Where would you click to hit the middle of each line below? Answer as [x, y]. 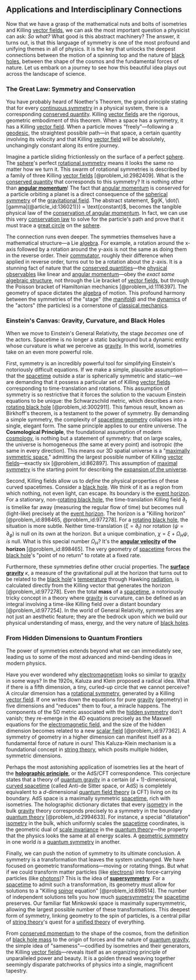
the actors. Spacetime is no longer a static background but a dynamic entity [97, 339]
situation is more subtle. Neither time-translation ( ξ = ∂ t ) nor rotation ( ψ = [95, 527]
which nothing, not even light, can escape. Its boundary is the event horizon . [98, 493]
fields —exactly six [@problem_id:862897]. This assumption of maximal [92, 463]
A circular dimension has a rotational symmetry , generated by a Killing [90, 693]
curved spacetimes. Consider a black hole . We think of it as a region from [94, 487]
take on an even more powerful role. [50, 352]
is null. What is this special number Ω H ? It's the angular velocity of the [91, 542]
